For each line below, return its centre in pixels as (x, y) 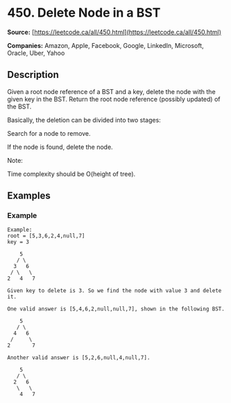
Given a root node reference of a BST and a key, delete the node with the (112, 91)
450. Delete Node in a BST (84, 13)
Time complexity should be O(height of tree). (71, 174)
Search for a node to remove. (49, 133)
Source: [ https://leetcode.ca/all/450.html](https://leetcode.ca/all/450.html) (114, 32)
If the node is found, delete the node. (60, 147)
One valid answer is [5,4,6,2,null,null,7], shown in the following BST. (116, 309)
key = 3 (18, 242)
